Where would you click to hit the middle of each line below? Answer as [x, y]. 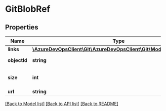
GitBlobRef [28, 9]
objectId [18, 60]
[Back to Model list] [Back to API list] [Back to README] [62, 104]
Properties [22, 27]
